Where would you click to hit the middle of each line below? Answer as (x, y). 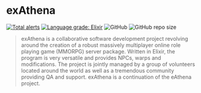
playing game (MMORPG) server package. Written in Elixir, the (98, 51)
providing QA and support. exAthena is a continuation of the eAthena (106, 77)
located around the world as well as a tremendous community (97, 70)
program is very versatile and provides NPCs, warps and (91, 58)
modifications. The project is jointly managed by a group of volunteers (108, 64)
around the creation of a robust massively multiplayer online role (101, 45)
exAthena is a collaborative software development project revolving (104, 38)
